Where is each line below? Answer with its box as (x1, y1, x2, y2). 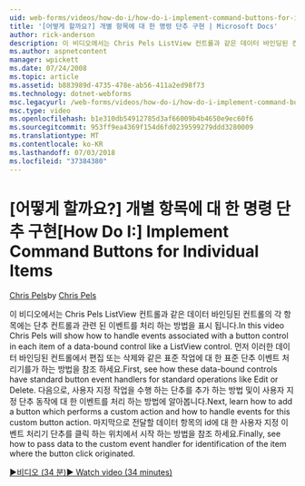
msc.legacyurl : (9, 97, 67, 107)
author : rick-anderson (9, 30, 95, 39)
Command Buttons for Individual (9, 241, 260, 261)
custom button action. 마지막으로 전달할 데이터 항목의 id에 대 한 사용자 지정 (9, 417, 280, 428)
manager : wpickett (9, 55, 79, 64)
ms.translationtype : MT (9, 131, 100, 141)
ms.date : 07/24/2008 (9, 64, 88, 73)
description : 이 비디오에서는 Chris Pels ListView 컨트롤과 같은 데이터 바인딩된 (9, 38, 289, 48)
